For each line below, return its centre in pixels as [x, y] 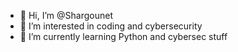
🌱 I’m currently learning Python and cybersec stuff [123, 36]
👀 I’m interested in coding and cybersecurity [111, 26]
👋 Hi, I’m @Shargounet [66, 15]
